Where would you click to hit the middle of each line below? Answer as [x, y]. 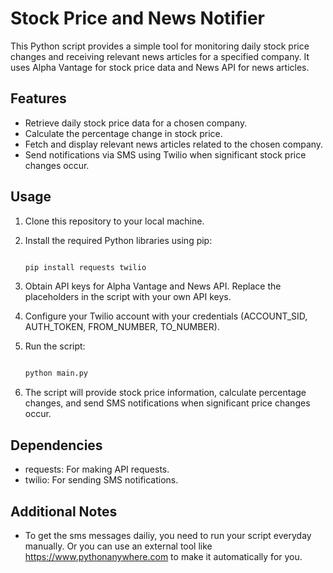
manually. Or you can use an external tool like [118, 546]
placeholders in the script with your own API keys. [128, 297]
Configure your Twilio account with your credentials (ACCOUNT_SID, [166, 316]
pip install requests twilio [85, 267]
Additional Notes [64, 511]
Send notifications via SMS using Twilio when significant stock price [165, 154]
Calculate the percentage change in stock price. [123, 133]
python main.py [56, 373]
